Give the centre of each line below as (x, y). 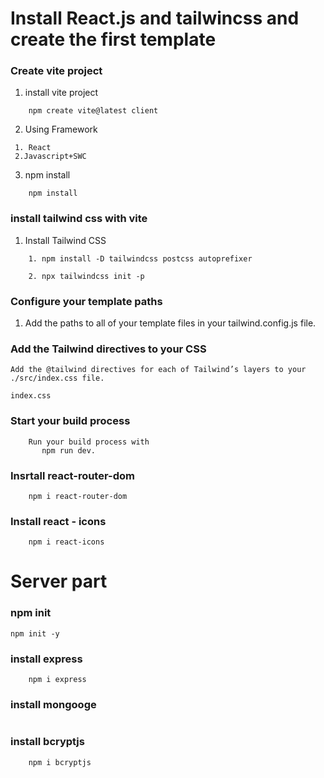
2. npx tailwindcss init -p (86, 276)
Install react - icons (58, 521)
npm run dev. (69, 450)
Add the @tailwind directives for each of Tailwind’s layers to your (158, 370)
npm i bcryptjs (60, 762)
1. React (33, 148)
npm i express (57, 680)
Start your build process (70, 421)
